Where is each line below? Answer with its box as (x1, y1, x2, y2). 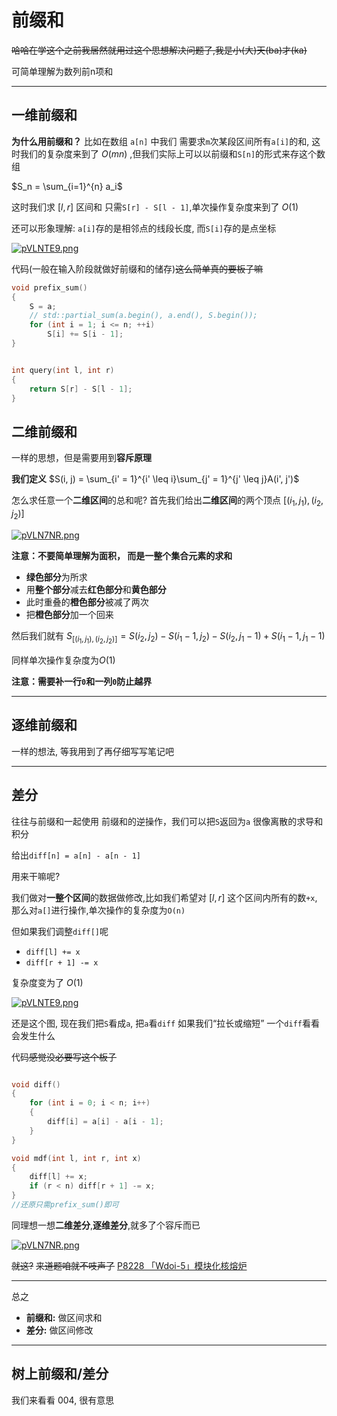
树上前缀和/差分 (11, 1366, 109, 1383)
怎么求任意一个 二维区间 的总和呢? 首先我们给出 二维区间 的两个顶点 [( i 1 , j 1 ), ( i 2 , (11, 494, 324, 508)
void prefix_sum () (11, 282, 88, 293)
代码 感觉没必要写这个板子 (11, 1051, 117, 1063)
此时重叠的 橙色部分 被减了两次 (25, 596, 149, 608)
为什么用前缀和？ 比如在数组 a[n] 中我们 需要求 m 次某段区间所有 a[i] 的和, (11, 135, 310, 147)
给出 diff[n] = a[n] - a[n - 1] (11, 849, 141, 861)
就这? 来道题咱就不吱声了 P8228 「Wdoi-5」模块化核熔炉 (11, 1259, 248, 1271)
